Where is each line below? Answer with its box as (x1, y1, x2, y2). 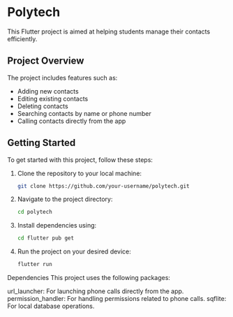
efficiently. (7, 34, 38, 43)
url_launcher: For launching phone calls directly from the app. (7, 287, 184, 295)
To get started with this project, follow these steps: (7, 155, 153, 164)
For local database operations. (7, 302, 95, 311)
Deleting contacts (17, 102, 68, 110)
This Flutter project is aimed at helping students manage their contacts (7, 27, 211, 36)
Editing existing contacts (17, 94, 89, 103)
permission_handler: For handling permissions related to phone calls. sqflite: (7, 295, 227, 303)
